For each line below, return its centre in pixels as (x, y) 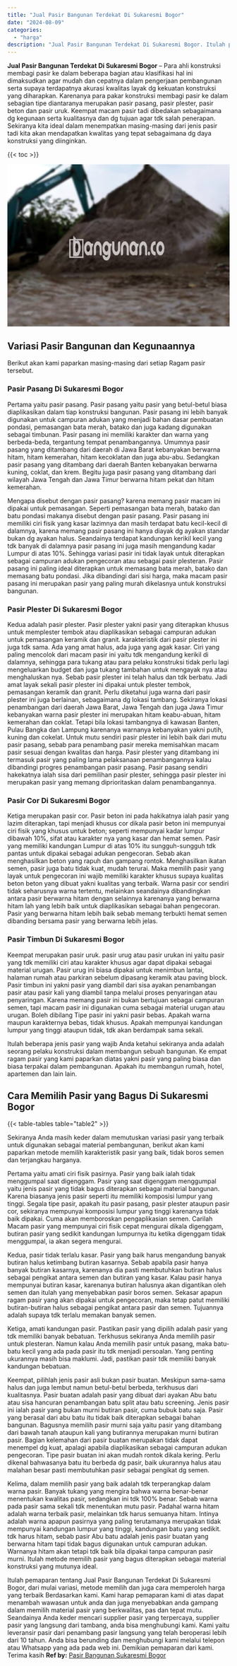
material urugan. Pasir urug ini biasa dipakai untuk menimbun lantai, (106, 970)
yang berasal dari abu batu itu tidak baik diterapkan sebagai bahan (104, 1418)
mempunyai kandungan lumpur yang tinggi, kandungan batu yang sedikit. (114, 1529)
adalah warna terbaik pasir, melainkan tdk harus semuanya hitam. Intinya (113, 1514)
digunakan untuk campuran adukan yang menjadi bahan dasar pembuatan (115, 419)
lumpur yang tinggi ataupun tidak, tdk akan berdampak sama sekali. (106, 1030)
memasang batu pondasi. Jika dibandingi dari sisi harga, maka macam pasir (117, 575)
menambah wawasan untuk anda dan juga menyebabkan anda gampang (113, 1603)
